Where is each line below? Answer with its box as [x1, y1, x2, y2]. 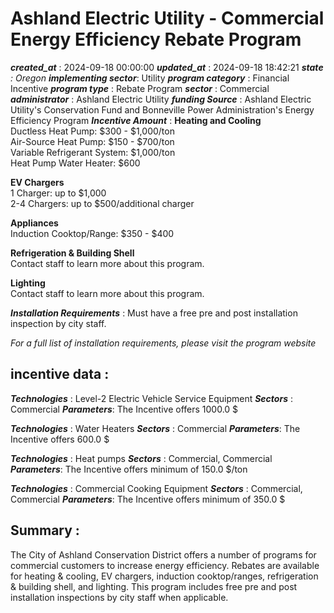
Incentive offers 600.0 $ [10, 433, 110, 445]
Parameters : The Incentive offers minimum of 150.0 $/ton [10, 463, 248, 475]
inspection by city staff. [10, 317, 107, 329]
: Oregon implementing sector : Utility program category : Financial [10, 72, 290, 84]
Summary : [10, 522, 80, 539]
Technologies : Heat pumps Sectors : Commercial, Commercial [10, 452, 273, 464]
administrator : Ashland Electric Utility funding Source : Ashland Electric [10, 93, 312, 105]
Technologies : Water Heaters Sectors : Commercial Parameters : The [10, 422, 301, 434]
